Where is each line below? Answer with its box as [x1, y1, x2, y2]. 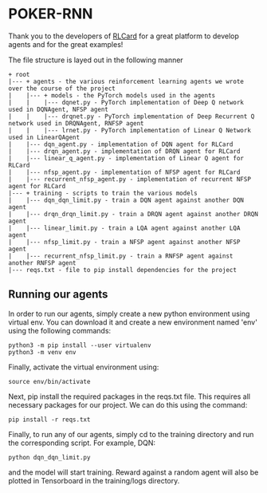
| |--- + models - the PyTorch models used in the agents [8, 91, 216, 100]
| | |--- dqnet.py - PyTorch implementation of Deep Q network [8, 98, 245, 106]
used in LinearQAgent [8, 133, 80, 141]
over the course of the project [8, 85, 116, 93]
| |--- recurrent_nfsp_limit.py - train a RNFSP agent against [8, 252, 234, 260]
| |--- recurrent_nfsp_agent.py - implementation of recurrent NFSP [8, 175, 251, 183]
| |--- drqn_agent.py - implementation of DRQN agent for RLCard [8, 147, 241, 156]
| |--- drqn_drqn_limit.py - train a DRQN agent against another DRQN [8, 210, 259, 218]
